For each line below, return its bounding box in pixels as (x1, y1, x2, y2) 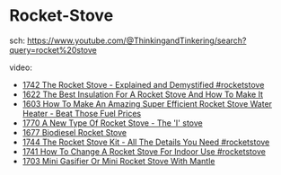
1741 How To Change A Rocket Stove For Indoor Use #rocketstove (22, 145, 267, 157)
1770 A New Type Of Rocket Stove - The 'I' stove (22, 118, 204, 128)
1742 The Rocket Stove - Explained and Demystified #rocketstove (22, 79, 265, 90)
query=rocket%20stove (9, 44, 97, 55)
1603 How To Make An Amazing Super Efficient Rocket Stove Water (22, 98, 272, 109)
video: (9, 62, 33, 73)
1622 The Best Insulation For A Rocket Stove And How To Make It (22, 89, 263, 100)
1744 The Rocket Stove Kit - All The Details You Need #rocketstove (22, 136, 270, 147)
